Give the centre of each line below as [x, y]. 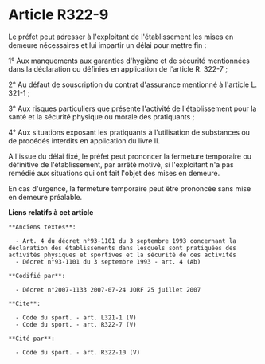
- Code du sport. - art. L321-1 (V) [76, 317]
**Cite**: [25, 303]
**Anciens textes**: [43, 227]
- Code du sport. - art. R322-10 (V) [78, 352]
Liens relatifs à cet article [51, 212]
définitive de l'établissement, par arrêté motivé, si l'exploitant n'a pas [121, 164]
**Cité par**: [32, 339]
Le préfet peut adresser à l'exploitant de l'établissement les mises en [121, 37]
